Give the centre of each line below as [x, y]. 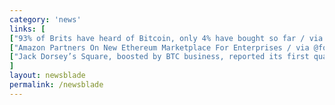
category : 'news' [45, 19]
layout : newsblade [47, 76]
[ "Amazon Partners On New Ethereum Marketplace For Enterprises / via [159, 47]
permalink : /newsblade [56, 85]
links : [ [27, 29]
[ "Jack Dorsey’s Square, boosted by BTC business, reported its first [159, 57]
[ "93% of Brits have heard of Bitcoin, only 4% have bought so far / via [166, 38]
